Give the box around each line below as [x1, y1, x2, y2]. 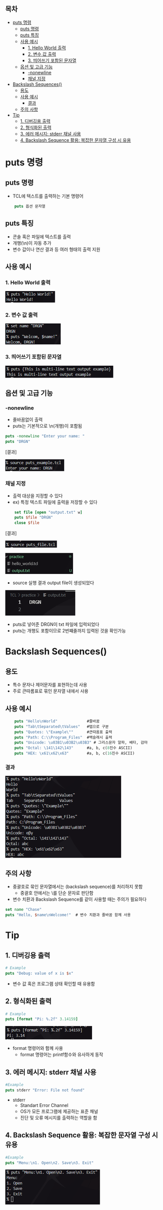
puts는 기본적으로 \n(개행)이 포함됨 [12, 423, 83, 429]
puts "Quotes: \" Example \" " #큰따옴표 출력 [14, 729, 112, 735]
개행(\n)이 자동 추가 [12, 240, 52, 246]
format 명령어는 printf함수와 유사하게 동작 [20, 1052, 104, 1058]
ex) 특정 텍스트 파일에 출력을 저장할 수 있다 [12, 499, 98, 505]
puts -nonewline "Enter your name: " [5, 434, 85, 439]
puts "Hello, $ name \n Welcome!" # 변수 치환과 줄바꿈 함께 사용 [5, 912, 131, 918]
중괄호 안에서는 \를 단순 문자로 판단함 [20, 890, 94, 896]
